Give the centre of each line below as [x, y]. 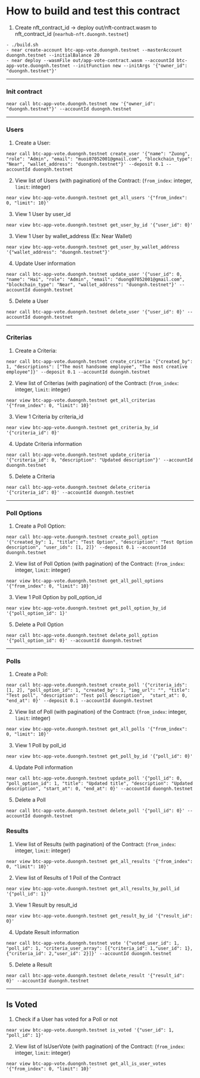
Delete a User [32, 301]
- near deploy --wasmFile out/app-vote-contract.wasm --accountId [90, 60]
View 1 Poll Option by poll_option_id [58, 597]
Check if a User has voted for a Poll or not [66, 1019]
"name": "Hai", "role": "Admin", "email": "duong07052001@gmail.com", [96, 279]
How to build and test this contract [93, 11]
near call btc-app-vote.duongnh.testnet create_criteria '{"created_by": [100, 361]
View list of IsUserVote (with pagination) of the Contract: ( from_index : [100, 1046]
